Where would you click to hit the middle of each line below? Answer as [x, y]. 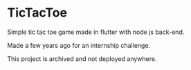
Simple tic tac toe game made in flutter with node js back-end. [96, 32]
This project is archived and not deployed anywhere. [82, 59]
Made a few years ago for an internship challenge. [79, 45]
